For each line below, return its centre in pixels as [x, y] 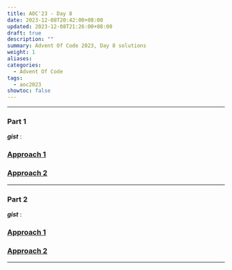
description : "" [30, 39]
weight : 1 [21, 53]
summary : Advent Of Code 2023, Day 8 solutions [77, 46]
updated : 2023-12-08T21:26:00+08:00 [60, 26]
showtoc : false [29, 91]
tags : [15, 78]
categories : [24, 65]
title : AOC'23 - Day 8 [40, 13]
